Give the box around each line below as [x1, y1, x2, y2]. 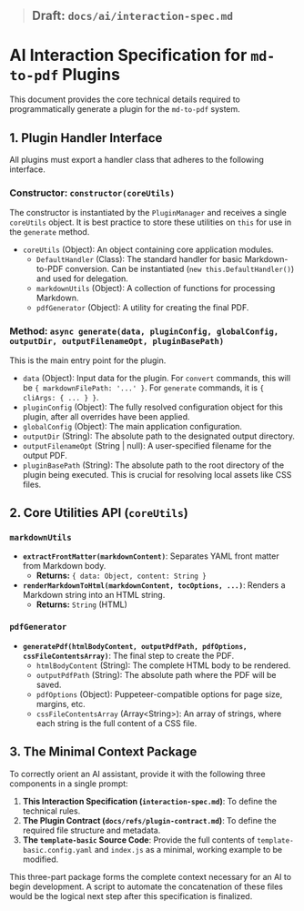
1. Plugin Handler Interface [9, 130, 163, 146]
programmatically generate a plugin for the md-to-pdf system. [9, 104, 241, 115]
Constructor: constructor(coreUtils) [9, 187, 176, 199]
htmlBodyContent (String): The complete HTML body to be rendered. [35, 660, 291, 671]
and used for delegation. [35, 273, 129, 284]
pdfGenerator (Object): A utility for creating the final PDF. [35, 302, 249, 313]
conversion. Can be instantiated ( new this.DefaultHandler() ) [65, 264, 294, 275]
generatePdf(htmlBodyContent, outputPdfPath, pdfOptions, [22, 642, 248, 651]
